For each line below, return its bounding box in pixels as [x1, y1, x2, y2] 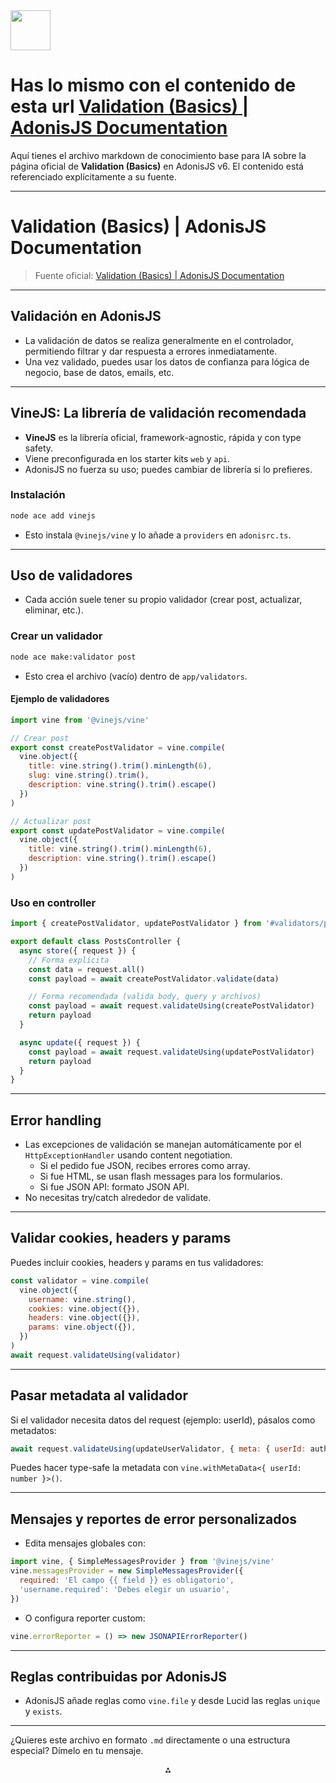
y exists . [24, 1705, 63, 1718]
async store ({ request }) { [19, 945, 137, 956]
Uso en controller [10, 895, 97, 909]
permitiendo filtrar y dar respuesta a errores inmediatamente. [24, 345, 278, 357]
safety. [24, 442, 54, 454]
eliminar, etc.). [24, 604, 84, 616]
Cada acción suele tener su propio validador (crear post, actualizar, [24, 594, 303, 606]
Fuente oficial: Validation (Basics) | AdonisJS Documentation [34, 269, 285, 281]
